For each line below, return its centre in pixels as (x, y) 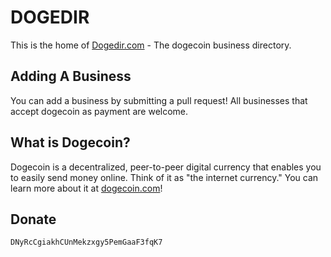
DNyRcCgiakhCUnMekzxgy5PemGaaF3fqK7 (86, 242)
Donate (33, 219)
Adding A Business (71, 76)
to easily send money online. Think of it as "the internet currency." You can (164, 177)
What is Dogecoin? (70, 142)
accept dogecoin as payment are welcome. (99, 111)
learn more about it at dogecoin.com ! (86, 188)
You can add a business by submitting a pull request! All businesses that (159, 100)
